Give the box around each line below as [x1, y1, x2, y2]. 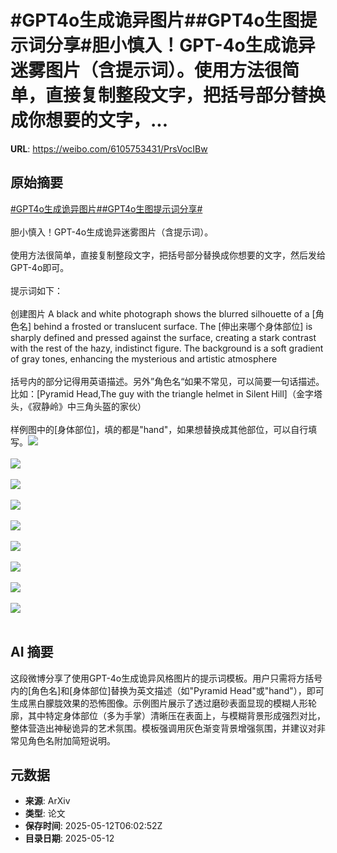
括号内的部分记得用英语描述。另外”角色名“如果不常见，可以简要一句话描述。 [10, 375, 325, 387]
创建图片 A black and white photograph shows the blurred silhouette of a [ [10, 307, 316, 320]
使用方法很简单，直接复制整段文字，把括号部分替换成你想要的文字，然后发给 [10, 249, 326, 261]
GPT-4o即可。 [10, 261, 70, 273]
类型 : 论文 [24, 807, 66, 820]
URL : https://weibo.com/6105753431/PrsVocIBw [10, 142, 208, 155]
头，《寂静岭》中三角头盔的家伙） [10, 400, 147, 412]
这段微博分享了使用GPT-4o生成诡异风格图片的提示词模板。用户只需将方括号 [10, 672, 323, 684]
